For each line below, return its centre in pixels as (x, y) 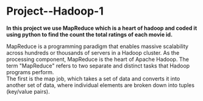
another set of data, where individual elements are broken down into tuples (101, 85)
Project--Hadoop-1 (55, 11)
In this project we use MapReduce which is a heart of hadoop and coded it (102, 28)
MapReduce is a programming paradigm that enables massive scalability (98, 46)
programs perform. (30, 72)
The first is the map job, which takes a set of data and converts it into (93, 78)
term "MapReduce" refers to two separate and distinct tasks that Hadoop (98, 66)
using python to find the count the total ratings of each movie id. (89, 34)
